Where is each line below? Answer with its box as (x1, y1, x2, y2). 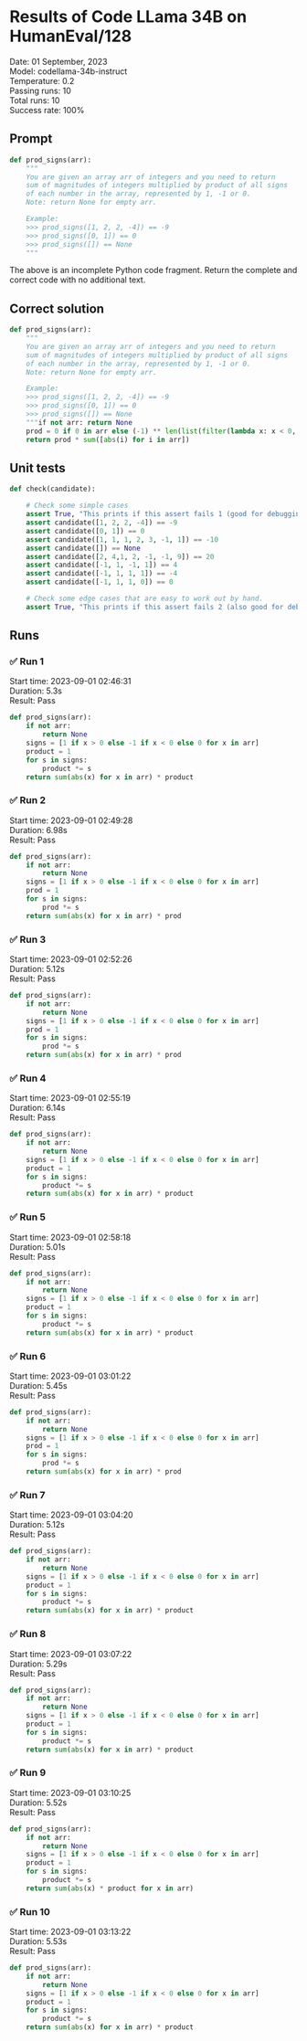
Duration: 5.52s (9, 1797, 68, 1808)
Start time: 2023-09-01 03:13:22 (9, 1926, 132, 1938)
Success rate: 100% (9, 104, 85, 115)
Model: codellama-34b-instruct (9, 66, 128, 77)
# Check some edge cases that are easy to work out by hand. (26, 594, 263, 603)
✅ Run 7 (9, 1488, 46, 1501)
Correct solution (9, 301, 105, 316)
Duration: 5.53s (9, 1936, 68, 1947)
